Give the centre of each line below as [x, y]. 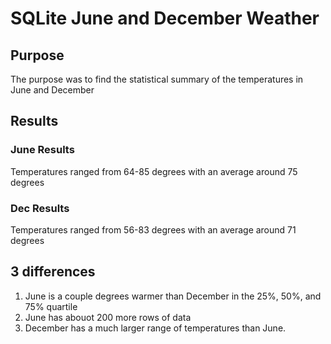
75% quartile [51, 306]
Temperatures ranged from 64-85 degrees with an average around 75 [154, 171]
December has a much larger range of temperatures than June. [155, 328]
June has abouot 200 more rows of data [108, 317]
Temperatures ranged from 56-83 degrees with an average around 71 [153, 229]
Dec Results [40, 208]
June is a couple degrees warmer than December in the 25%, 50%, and [173, 296]
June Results [42, 150]
